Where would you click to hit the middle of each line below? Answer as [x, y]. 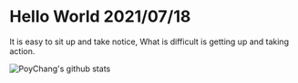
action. [22, 51]
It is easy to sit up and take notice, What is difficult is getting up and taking [149, 41]
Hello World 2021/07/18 [100, 17]
